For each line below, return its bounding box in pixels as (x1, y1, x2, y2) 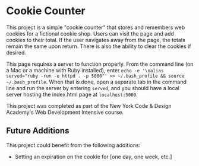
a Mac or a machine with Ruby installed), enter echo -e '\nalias (6, 66, 164, 74)
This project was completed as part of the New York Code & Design (6, 102, 172, 109)
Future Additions (6, 126, 70, 136)
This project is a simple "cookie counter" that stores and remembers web (6, 24, 185, 31)
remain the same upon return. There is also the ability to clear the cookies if (6, 43, 191, 50)
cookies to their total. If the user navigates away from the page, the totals (6, 36, 185, 43)
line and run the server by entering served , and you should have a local (6, 84, 179, 91)
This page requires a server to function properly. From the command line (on (6, 60, 194, 68)
